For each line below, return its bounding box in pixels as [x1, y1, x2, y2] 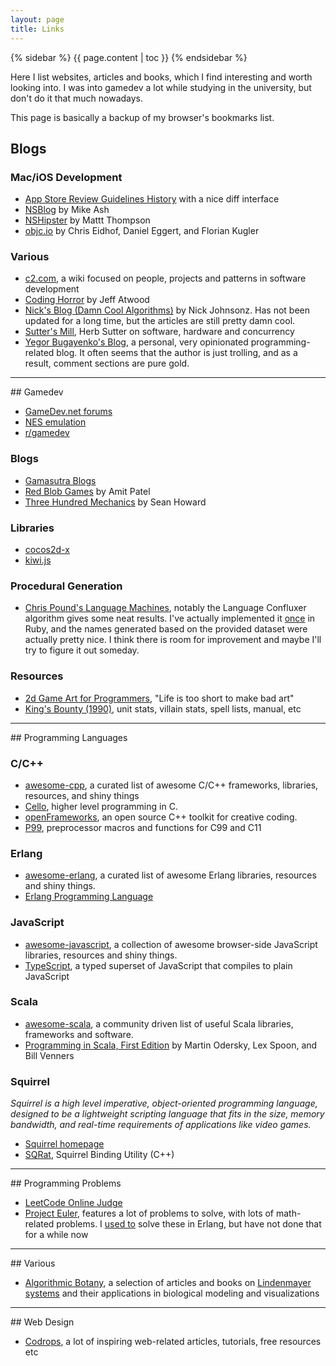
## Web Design [10, 1316, 75, 1328]
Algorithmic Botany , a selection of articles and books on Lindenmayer [24, 1277, 312, 1289]
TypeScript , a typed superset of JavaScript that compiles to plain [24, 959, 293, 971]
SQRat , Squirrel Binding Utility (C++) [24, 1149, 175, 1161]
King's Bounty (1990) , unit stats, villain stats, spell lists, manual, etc [24, 702, 302, 715]
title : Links [10, 24, 65, 34]
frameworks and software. [24, 1028, 134, 1040]
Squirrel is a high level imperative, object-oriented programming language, [10, 1097, 318, 1110]
